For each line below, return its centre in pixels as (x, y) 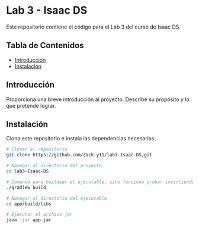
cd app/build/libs (29, 204)
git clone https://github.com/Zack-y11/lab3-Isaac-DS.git (79, 155)
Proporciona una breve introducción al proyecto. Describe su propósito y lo (98, 99)
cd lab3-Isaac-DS (28, 171)
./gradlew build (26, 187)
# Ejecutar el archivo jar (39, 215)
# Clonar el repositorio (37, 149)
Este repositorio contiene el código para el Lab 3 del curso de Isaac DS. (94, 27)
